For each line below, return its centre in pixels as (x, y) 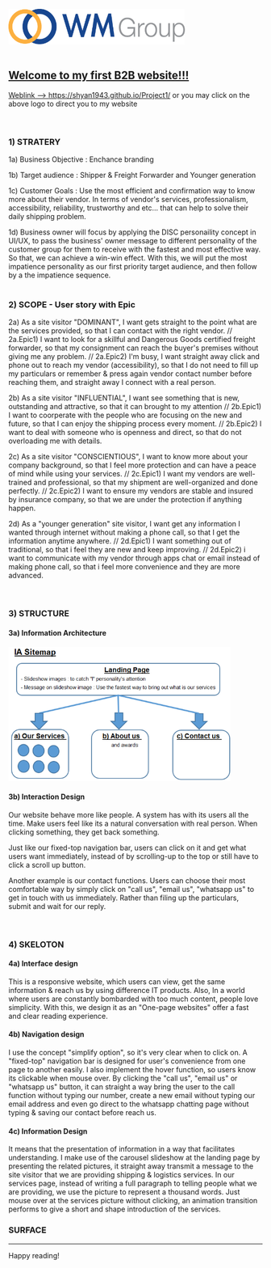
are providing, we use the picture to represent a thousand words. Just (124, 1192)
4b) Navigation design (46, 1034)
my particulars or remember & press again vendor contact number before (130, 374)
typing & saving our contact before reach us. (83, 1113)
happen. (22, 508)
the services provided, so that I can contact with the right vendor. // (120, 331)
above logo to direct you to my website (73, 104)
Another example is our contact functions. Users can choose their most (127, 880)
